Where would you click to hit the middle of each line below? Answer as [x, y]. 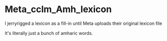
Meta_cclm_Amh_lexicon [58, 9]
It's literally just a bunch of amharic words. [49, 33]
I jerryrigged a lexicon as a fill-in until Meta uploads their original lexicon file [83, 23]
